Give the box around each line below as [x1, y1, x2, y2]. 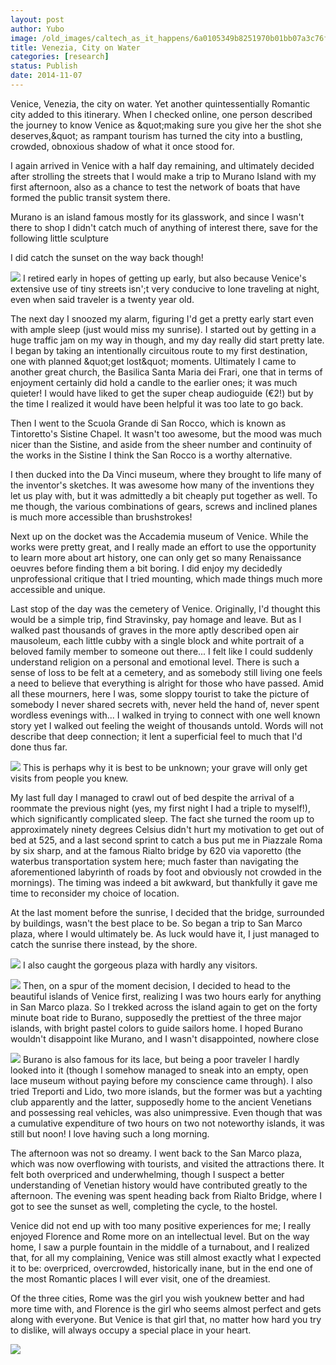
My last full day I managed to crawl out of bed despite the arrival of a [10, 791, 295, 803]
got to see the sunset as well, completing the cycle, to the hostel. [10, 1200, 278, 1212]
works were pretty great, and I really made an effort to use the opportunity [10, 541, 317, 553]
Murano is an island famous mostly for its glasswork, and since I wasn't [10, 211, 305, 223]
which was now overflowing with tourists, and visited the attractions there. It [10, 1157, 325, 1170]
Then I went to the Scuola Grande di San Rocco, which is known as [10, 417, 287, 429]
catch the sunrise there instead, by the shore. [10, 938, 198, 950]
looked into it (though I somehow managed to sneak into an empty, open [10, 1064, 309, 1076]
